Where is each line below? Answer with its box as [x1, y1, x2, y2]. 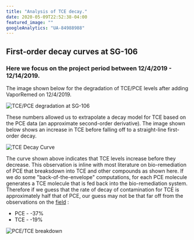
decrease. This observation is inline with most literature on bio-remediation [6, 161, 187, 168]
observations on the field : [6, 198, 69, 205]
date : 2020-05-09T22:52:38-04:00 [6, 14, 88, 20]
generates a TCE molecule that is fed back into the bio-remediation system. [6, 180, 188, 187]
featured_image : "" [6, 19, 54, 25]
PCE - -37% [14, 210, 44, 217]
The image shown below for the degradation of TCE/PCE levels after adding [6, 84, 189, 91]
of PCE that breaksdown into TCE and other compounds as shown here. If [6, 167, 184, 174]
